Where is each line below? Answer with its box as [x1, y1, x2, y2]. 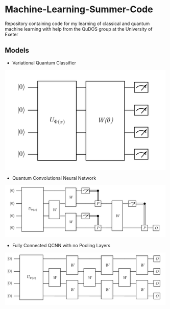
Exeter [5, 31, 18, 37]
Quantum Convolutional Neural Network [12, 175, 96, 181]
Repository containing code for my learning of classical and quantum [5, 20, 150, 27]
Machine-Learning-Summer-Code [5, 4, 154, 15]
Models [5, 46, 29, 55]
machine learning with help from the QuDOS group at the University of [5, 26, 153, 32]
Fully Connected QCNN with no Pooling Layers [12, 243, 111, 249]
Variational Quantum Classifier [12, 60, 76, 66]
